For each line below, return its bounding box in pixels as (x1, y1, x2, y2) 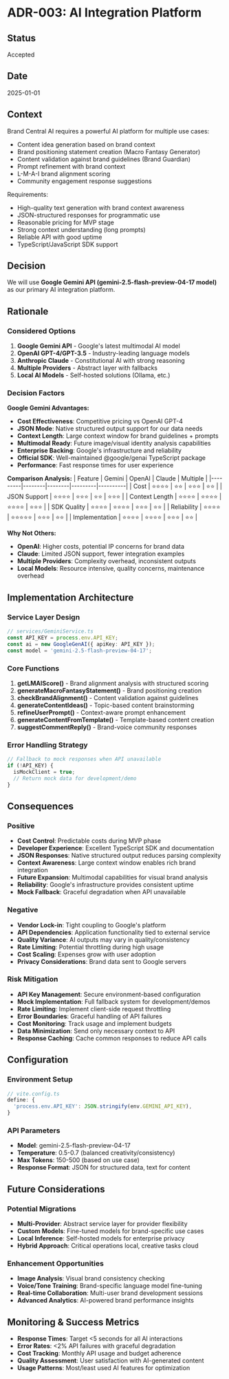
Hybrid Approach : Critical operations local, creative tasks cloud (17, 1241, 199, 1250)
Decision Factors (7, 388, 65, 398)
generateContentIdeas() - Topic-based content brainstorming (17, 701, 195, 709)
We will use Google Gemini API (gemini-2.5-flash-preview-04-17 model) (7, 278, 217, 286)
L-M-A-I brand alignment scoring (17, 169, 111, 178)
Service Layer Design (7, 612, 80, 622)
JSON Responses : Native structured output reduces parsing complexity (17, 852, 221, 860)
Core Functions (7, 663, 60, 673)
